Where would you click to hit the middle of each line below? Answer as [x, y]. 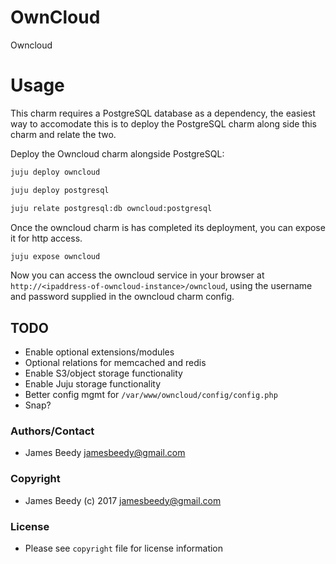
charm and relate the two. [63, 134]
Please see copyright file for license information [124, 548]
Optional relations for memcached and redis [115, 363]
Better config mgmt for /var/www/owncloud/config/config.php [151, 395]
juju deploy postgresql [60, 190]
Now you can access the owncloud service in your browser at [137, 275]
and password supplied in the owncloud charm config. [122, 297]
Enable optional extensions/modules [99, 352]
